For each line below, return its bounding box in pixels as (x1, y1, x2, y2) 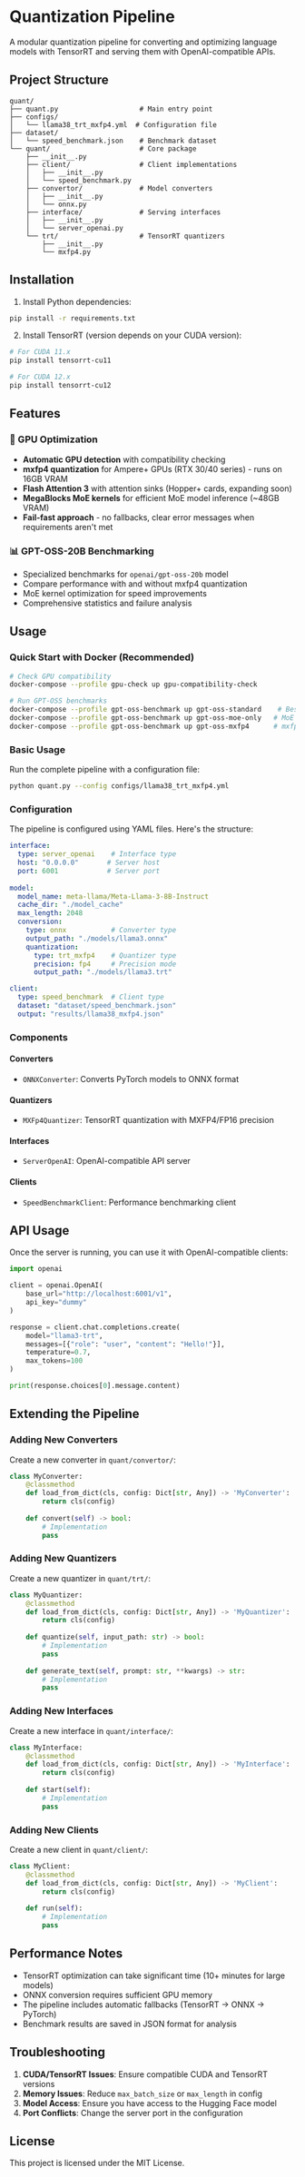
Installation (9, 272, 74, 288)
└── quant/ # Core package (9, 143, 197, 153)
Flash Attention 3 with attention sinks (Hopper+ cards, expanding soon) (22, 483, 292, 494)
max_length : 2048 (17, 909, 84, 918)
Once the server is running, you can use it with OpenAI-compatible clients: (9, 1246, 289, 1258)
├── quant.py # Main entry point (9, 104, 213, 113)
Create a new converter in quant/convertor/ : (9, 1454, 177, 1465)
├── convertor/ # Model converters (25, 183, 213, 192)
